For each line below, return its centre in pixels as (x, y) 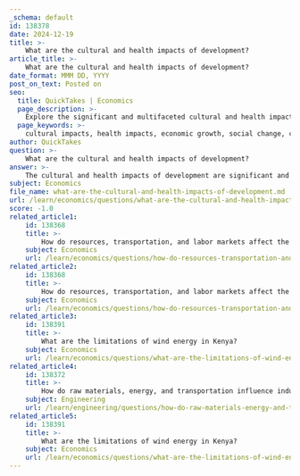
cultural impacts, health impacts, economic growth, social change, (155, 134)
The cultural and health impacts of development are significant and (158, 175)
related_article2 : (43, 267)
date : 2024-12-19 (42, 34)
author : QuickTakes (46, 142)
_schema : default (42, 17)
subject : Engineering (65, 400)
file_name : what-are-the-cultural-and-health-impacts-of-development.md (147, 192)
